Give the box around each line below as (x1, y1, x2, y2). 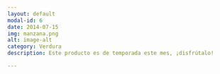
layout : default (7, 10, 55, 18)
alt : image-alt (7, 37, 53, 44)
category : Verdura (7, 43, 62, 50)
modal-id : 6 (7, 17, 43, 24)
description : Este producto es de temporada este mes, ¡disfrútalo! (7, 50, 214, 57)
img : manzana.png (7, 30, 59, 37)
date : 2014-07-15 (7, 23, 59, 30)
